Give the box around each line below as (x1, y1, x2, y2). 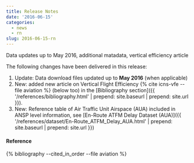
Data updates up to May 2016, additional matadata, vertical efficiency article (6, 52, 189, 58)
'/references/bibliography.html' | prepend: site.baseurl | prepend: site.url (14, 93, 189, 100)
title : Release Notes (6, 8, 59, 15)
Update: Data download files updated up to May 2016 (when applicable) (14, 74, 188, 81)
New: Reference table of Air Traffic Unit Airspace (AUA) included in (14, 106, 176, 112)
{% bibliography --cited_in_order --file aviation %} (6, 150, 127, 158)
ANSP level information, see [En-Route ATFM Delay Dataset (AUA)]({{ (14, 112, 182, 119)
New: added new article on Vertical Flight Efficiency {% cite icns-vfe (14, 81, 179, 88)
